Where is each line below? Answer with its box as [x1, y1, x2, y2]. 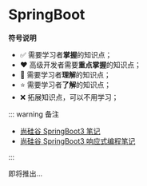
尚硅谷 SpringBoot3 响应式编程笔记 [19, 136, 136, 145]
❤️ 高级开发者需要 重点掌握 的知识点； [19, 60, 142, 69]
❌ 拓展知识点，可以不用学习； [19, 92, 119, 101]
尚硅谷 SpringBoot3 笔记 [19, 126, 101, 136]
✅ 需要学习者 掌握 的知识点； [19, 49, 113, 59]
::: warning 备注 [8, 109, 60, 119]
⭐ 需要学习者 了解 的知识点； [19, 80, 112, 89]
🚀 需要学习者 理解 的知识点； [19, 69, 111, 79]
